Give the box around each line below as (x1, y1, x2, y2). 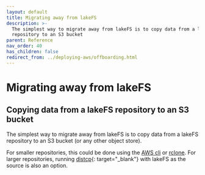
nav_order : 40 (6, 43, 43, 49)
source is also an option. (6, 162, 68, 169)
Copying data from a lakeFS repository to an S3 (6, 105, 189, 115)
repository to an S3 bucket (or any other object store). (6, 137, 142, 144)
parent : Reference (6, 37, 53, 43)
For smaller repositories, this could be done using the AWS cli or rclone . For (6, 149, 196, 156)
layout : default (6, 9, 48, 15)
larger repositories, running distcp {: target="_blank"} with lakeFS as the (6, 155, 186, 162)
